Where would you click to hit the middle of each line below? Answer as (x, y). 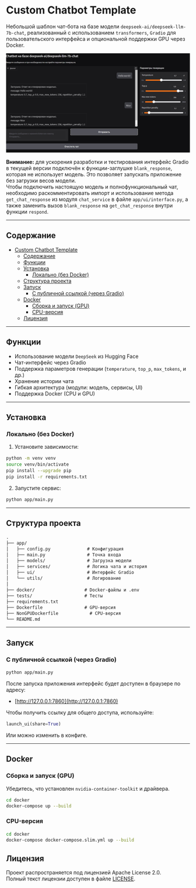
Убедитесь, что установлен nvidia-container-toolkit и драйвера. (88, 788)
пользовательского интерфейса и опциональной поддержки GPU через (96, 39)
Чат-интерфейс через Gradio (50, 362)
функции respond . (27, 211)
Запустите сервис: (38, 488)
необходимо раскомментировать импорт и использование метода (90, 193)
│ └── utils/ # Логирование (64, 578)
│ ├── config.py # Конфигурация (65, 549)
